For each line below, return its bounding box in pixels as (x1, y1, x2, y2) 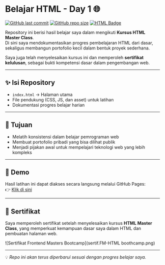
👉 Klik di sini (5, 187, 32, 193)
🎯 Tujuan (5, 121, 33, 129)
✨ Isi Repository (5, 78, 55, 87)
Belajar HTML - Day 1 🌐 (5, 3, 101, 15)
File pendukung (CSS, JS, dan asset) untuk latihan (12, 96, 114, 102)
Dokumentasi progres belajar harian (12, 102, 85, 108)
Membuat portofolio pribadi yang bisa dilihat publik (12, 139, 115, 145)
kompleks (12, 149, 32, 155)
